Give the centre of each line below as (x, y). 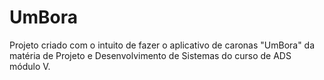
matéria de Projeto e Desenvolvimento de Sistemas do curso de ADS (150, 55)
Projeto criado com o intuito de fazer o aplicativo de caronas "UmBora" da (162, 45)
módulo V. (30, 66)
